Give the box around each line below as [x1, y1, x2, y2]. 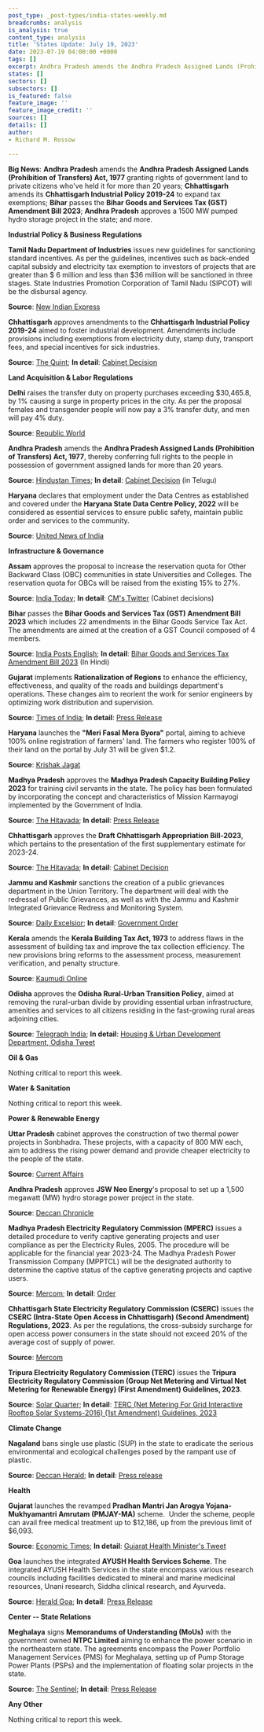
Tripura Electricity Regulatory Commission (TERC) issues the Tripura [8, 1367, 236, 1377]
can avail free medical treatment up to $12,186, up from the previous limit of [8, 1517, 252, 1527]
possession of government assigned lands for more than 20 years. [8, 460, 224, 469]
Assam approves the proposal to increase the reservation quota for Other [8, 561, 247, 571]
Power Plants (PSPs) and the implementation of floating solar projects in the [8, 1660, 254, 1670]
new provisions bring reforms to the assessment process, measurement [8, 950, 241, 959]
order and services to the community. [8, 516, 130, 525]
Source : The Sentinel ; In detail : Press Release [8, 1684, 157, 1693]
